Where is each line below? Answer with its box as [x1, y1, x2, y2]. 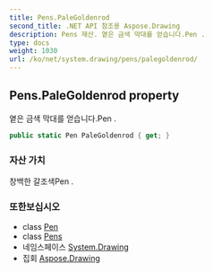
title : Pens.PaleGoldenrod [9, 13, 110, 22]
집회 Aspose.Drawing [21, 253, 101, 264]
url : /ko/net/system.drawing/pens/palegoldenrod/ [9, 55, 199, 64]
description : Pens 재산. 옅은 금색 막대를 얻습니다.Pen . [9, 30, 206, 39]
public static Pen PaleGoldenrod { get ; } [9, 131, 170, 140]
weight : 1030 [9, 47, 58, 56]
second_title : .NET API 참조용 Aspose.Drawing [9, 22, 181, 31]
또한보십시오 [9, 200, 61, 213]
